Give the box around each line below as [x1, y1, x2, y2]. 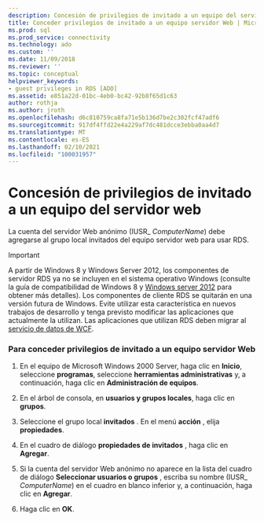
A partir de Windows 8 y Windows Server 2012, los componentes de [8, 266, 229, 275]
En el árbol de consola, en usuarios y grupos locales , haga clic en [19, 394, 236, 403]
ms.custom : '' [8, 48, 55, 56]
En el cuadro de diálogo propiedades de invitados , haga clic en [19, 441, 229, 450]
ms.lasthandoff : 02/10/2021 [8, 143, 101, 151]
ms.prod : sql [8, 26, 51, 34]
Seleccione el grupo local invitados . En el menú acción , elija [19, 417, 220, 427]
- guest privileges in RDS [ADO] [8, 84, 118, 93]
